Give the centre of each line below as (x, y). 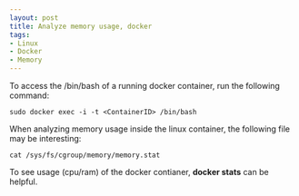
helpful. (24, 181)
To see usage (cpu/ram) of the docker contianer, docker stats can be (140, 172)
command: (30, 95)
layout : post (34, 18)
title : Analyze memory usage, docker (81, 26)
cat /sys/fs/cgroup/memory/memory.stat (85, 155)
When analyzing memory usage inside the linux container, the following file (150, 129)
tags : (20, 34)
